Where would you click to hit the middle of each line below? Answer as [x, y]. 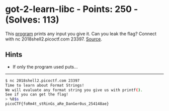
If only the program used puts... [45, 66]
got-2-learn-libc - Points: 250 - [72, 9]
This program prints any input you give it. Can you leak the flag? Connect [81, 33]
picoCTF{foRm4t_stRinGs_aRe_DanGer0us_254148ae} [57, 104]
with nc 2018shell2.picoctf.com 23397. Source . [54, 39]
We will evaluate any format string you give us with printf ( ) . [74, 90]
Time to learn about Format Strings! [45, 85]
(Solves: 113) [32, 20]
